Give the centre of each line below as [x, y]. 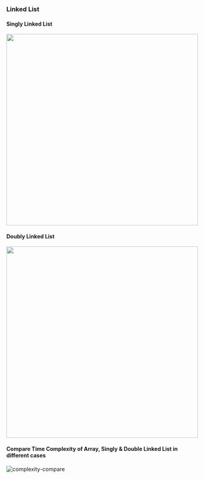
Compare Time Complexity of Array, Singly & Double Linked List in [92, 448]
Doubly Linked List [31, 236]
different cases [26, 455]
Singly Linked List [29, 24]
